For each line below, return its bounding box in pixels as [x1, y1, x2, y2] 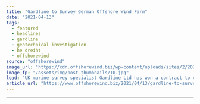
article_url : [6, 81, 39, 87]
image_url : [6, 64, 33, 70]
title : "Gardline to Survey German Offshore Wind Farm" [6, 8, 148, 15]
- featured [11, 25, 39, 31]
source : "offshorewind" [6, 58, 65, 64]
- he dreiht [11, 48, 42, 53]
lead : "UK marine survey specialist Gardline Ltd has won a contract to [6, 75, 190, 81]
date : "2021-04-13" [6, 14, 55, 20]
